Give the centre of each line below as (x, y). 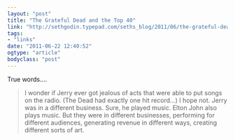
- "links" (22, 40)
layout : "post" (29, 14)
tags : (15, 33)
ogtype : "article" (34, 53)
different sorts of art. (54, 129)
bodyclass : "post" (34, 59)
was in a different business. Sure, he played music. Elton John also (121, 107)
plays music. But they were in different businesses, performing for (120, 115)
